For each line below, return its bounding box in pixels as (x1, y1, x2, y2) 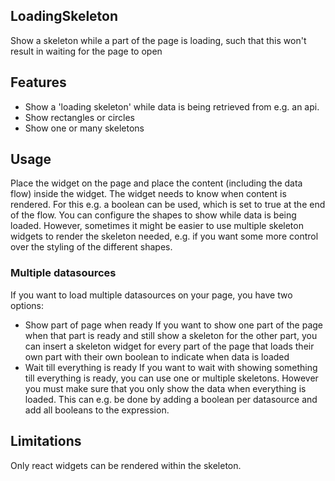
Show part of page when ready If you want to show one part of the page (24, 319, 323, 331)
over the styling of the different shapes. (10, 241, 173, 253)
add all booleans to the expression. (24, 404, 170, 416)
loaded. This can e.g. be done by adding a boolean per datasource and (24, 393, 318, 405)
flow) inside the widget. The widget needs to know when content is (10, 188, 287, 200)
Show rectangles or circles (24, 111, 136, 123)
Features (10, 74, 67, 91)
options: (10, 299, 45, 311)
